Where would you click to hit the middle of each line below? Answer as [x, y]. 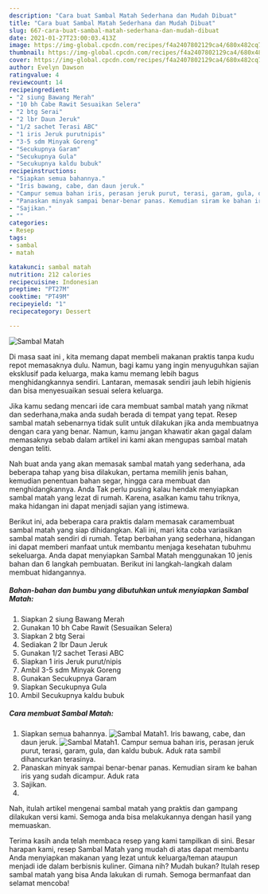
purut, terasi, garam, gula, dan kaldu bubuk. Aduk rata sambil [120, 751]
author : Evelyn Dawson [47, 68]
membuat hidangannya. [48, 572]
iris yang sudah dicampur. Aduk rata [80, 776]
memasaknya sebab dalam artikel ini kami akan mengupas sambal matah [128, 440]
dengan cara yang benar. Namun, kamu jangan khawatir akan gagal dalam [130, 431]
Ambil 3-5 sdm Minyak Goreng [71, 669]
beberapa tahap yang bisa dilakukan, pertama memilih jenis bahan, [119, 472]
